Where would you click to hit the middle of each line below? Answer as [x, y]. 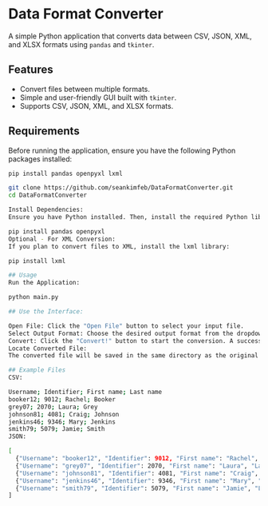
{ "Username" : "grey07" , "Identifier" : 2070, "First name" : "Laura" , [132, 466]
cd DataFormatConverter [48, 195]
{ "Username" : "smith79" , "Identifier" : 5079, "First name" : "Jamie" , [133, 488]
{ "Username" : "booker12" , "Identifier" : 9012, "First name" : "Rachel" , [137, 459]
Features [31, 70]
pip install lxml [37, 261]
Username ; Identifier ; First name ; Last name [85, 392]
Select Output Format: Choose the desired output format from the [121, 333]
